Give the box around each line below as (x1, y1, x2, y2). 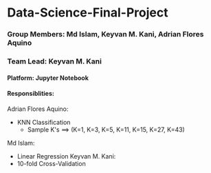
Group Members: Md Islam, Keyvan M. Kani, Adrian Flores (7, 30, 204, 39)
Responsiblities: (7, 90, 55, 98)
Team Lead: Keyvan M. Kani (7, 57, 102, 66)
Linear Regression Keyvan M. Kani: (16, 152, 116, 160)
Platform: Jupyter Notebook (7, 74, 89, 82)
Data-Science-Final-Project (7, 5, 168, 21)
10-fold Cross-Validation (16, 159, 86, 167)
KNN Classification (16, 118, 71, 126)
